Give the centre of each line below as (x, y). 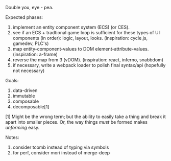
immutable (24, 96)
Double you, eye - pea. (29, 7)
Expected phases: (24, 17)
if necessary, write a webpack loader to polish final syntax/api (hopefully (89, 65)
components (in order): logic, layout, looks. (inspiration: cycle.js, (80, 38)
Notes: (12, 137)
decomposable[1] (31, 107)
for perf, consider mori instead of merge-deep (61, 153)
